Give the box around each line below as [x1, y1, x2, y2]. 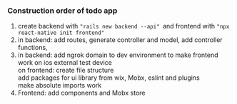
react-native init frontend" [17, 29, 105, 37]
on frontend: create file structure [17, 66, 114, 75]
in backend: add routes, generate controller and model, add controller [17, 36, 223, 44]
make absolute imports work [17, 81, 102, 90]
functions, [17, 43, 48, 52]
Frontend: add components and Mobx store [17, 88, 146, 98]
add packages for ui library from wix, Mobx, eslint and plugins [17, 73, 200, 82]
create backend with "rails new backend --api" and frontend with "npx [17, 22, 230, 31]
